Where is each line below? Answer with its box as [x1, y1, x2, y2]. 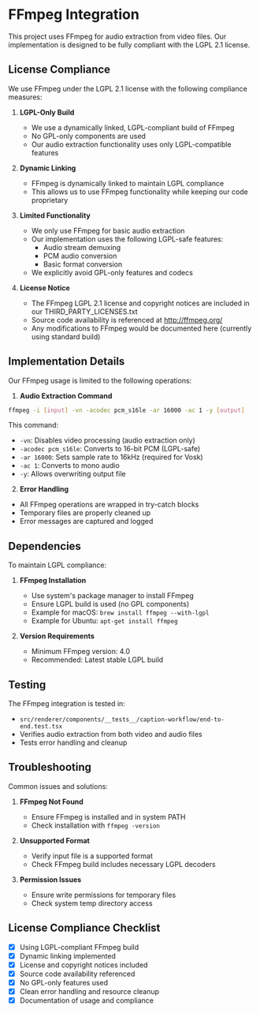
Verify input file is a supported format [31, 850, 154, 861]
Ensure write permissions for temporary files [31, 890, 176, 899]
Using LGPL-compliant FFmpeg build [19, 942, 139, 951]
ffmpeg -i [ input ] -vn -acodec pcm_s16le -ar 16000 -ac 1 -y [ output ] [8, 406, 245, 414]
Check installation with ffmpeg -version [31, 820, 160, 830]
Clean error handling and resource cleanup [19, 987, 160, 996]
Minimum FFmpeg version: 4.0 [31, 647, 131, 656]
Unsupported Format [19, 835, 91, 845]
